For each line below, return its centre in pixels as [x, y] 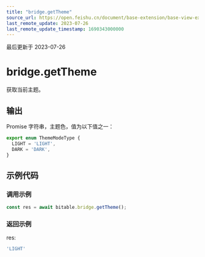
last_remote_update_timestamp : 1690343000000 [65, 29]
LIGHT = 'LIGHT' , [34, 144]
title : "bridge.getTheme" [39, 12]
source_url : [21, 18]
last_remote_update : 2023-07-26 [47, 23]
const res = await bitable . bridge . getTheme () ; [67, 208]
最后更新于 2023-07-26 [36, 47]
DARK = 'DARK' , [31, 149]
